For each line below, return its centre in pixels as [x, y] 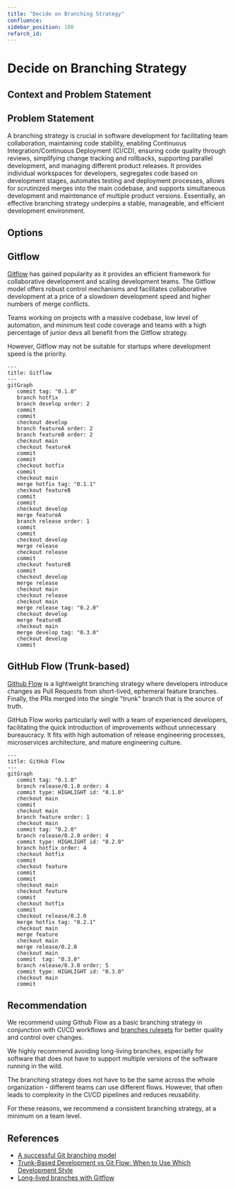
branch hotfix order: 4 [52, 848]
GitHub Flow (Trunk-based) [69, 667]
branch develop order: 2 [53, 403]
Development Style [45, 1171]
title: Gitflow [30, 373]
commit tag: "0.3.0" [48, 959]
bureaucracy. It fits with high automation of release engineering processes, [116, 735]
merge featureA [39, 515]
